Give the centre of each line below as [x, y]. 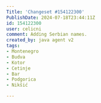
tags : [13, 46]
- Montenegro [23, 51]
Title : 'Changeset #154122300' [45, 12]
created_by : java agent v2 [40, 40]
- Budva [16, 57]
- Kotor [16, 62]
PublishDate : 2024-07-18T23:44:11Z [51, 18]
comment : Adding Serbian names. [47, 35]
